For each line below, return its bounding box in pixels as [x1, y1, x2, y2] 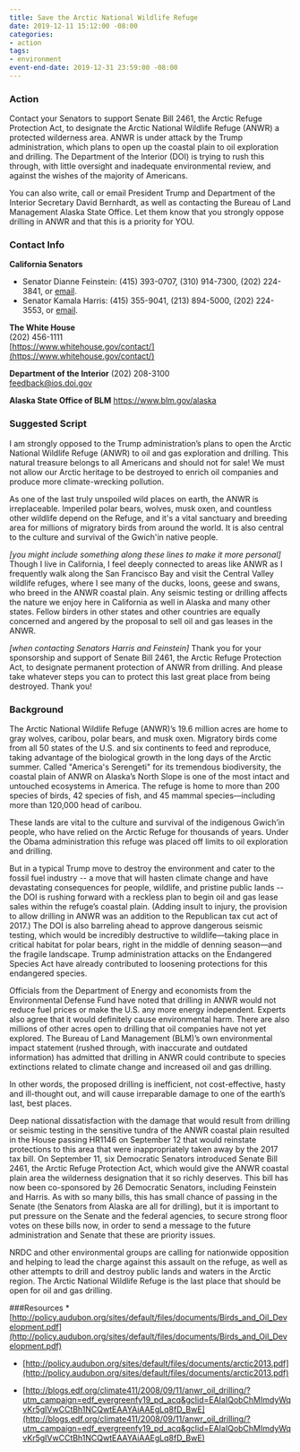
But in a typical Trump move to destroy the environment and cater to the [9, 863, 276, 874]
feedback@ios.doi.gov [9, 378, 92, 388]
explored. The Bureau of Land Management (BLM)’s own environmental [9, 1033, 273, 1044]
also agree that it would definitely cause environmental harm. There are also [9, 1014, 290, 1025]
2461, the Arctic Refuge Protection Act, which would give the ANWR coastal [9, 1163, 289, 1174]
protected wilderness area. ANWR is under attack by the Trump [9, 132, 244, 143]
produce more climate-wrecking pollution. [9, 476, 164, 487]
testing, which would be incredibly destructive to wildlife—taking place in [9, 930, 279, 941]
